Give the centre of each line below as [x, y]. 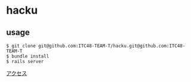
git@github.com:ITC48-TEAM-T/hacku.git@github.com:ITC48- [112, 46]
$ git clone [21, 46]
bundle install [30, 56]
